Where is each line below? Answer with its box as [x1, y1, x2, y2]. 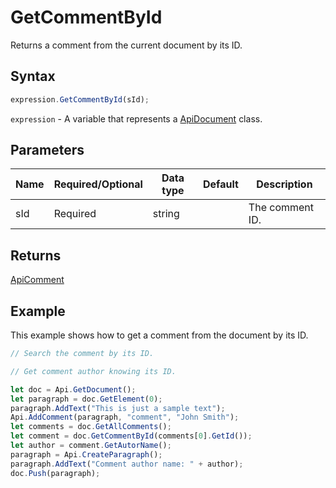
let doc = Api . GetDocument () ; [10, 384, 137, 395]
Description [256, 177, 313, 191]
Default [203, 177, 239, 191]
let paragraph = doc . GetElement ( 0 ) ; [10, 394, 163, 404]
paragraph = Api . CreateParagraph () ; [10, 449, 163, 460]
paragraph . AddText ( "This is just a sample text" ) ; [10, 403, 226, 413]
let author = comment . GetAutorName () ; [10, 441, 172, 451]
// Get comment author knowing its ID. [10, 366, 177, 376]
